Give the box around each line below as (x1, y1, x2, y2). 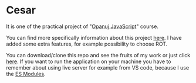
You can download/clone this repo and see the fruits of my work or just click (6, 51, 191, 58)
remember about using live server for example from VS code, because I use (6, 64, 190, 71)
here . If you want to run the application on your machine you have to (6, 58, 171, 65)
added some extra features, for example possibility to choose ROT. (6, 40, 168, 47)
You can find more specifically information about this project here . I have (6, 34, 182, 41)
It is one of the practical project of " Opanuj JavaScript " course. (6, 23, 158, 30)
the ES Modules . (6, 70, 46, 77)
